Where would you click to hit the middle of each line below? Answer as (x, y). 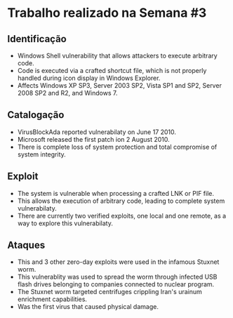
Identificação (37, 39)
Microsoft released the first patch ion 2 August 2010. (93, 139)
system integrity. (42, 154)
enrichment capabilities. (52, 299)
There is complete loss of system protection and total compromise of (117, 147)
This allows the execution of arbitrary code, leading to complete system (121, 201)
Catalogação (36, 115)
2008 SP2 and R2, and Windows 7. (67, 93)
